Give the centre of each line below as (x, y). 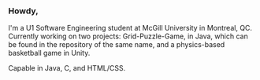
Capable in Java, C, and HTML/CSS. (67, 68)
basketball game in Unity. (49, 53)
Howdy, (23, 11)
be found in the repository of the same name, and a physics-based (117, 45)
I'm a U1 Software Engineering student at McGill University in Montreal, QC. (130, 28)
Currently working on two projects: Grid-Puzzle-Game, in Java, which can (128, 36)
